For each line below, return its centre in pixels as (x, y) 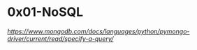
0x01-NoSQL (45, 12)
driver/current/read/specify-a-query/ (60, 38)
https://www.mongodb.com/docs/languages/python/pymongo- (98, 31)
